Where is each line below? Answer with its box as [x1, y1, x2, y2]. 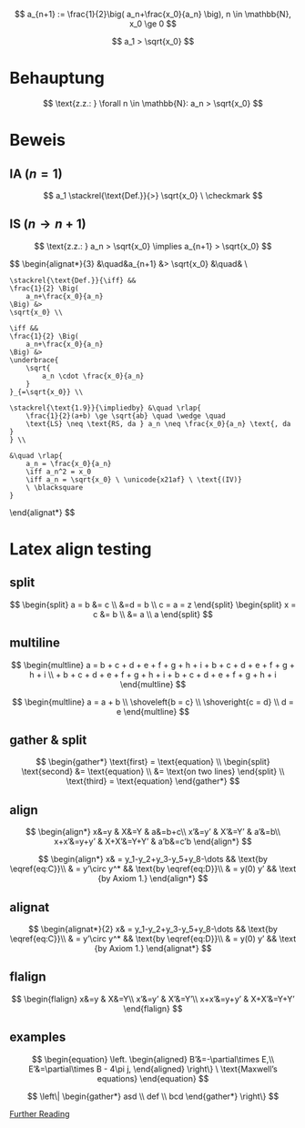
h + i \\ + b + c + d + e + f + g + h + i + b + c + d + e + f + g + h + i [29, 669, 277, 680]
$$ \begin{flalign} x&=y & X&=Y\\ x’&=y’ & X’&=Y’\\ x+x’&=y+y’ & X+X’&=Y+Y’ [11, 993, 295, 1004]
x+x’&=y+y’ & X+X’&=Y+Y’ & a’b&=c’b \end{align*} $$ [54, 836, 252, 847]
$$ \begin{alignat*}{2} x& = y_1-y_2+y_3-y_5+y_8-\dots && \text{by [28, 924, 278, 934]
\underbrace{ [9, 355, 59, 364]
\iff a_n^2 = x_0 [25, 467, 92, 476]
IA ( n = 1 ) [9, 166, 63, 181]
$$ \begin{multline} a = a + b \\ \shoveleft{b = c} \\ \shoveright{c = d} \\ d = [12, 696, 294, 707]
